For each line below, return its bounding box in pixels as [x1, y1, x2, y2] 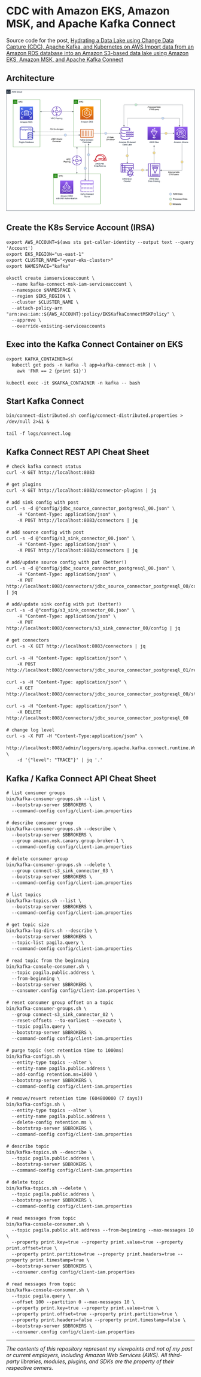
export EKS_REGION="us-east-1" [6, 251, 84, 257]
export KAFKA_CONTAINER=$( [6, 356, 74, 362]
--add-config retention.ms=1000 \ [11, 1071, 98, 1078]
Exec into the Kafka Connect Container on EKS [6, 340, 184, 350]
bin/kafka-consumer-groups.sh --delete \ [6, 861, 111, 868]
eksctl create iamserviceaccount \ [6, 275, 95, 281]
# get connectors [6, 637, 50, 643]
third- [168, 1351, 182, 1358]
